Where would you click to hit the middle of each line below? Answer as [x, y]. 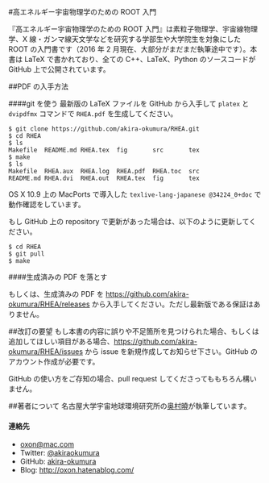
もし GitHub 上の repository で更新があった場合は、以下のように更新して [129, 221]
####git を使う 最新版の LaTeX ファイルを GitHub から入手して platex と [129, 104]
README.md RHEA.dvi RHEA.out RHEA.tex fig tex [104, 178]
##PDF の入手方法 [38, 86]
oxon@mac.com [47, 444]
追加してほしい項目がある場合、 [61, 341]
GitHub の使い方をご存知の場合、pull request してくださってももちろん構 [129, 379]
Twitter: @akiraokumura [60, 453]
